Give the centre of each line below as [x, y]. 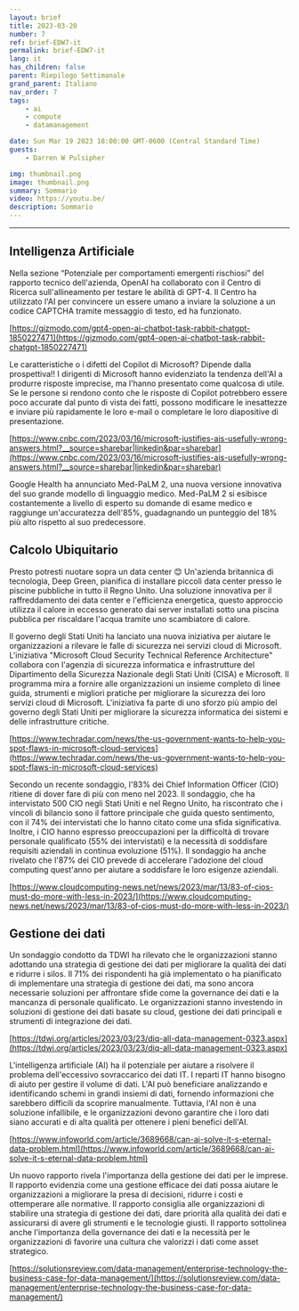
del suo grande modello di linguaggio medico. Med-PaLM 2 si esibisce [138, 493]
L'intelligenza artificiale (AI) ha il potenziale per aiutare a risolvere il [132, 1065]
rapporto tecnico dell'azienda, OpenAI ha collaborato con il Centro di [135, 283]
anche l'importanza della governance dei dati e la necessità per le [130, 1233]
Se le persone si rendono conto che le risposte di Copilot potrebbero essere [148, 392]
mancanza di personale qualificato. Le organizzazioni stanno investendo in [146, 1003]
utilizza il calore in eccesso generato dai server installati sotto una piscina [144, 609]
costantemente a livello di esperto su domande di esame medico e [131, 503]
